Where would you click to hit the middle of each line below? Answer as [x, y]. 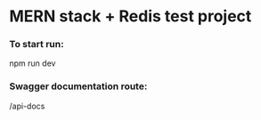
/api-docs [27, 106]
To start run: [37, 44]
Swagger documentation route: [78, 86]
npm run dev [33, 63]
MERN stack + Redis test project [130, 16]
